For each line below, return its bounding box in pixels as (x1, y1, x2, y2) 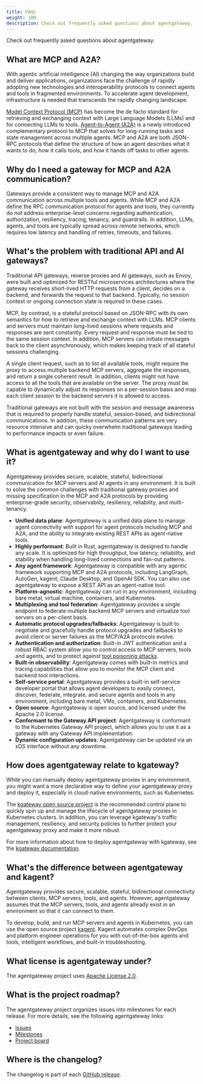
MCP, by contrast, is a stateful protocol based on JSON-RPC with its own (6, 309, 188, 316)
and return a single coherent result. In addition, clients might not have (6, 373, 179, 380)
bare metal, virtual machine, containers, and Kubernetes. (14, 594, 156, 601)
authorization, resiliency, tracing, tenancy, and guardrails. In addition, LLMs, (6, 216, 195, 223)
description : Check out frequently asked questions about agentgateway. (6, 20, 193, 26)
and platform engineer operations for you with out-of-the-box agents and (6, 932, 189, 940)
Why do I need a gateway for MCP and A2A (6, 164, 172, 175)
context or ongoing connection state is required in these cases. (6, 297, 164, 305)
